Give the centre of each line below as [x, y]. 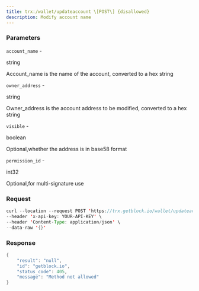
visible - [17, 126]
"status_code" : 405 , [42, 271]
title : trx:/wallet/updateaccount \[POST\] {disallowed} [78, 12]
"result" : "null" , [39, 260]
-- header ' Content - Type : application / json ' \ [63, 222]
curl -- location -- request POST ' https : [57, 211]
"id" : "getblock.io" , [43, 266]
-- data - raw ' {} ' [26, 228]
